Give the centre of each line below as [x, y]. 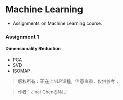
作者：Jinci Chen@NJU [42, 92]
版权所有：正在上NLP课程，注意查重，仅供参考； [69, 81]
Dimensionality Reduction [33, 49]
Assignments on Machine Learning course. [57, 23]
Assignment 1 [22, 37]
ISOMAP [21, 71]
